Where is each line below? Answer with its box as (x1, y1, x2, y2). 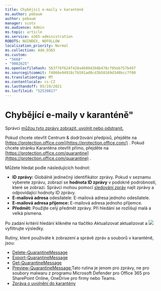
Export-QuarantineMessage (12, 255, 68, 260)
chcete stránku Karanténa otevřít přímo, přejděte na (5, 145, 109, 151)
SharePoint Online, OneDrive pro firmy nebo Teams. (12, 275, 116, 281)
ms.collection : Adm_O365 (5, 48, 55, 52)
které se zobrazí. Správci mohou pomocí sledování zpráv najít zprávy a (12, 185, 154, 190)
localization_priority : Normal (5, 43, 69, 48)
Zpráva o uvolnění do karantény (12, 280, 76, 287)
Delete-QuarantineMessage (12, 250, 68, 256)
